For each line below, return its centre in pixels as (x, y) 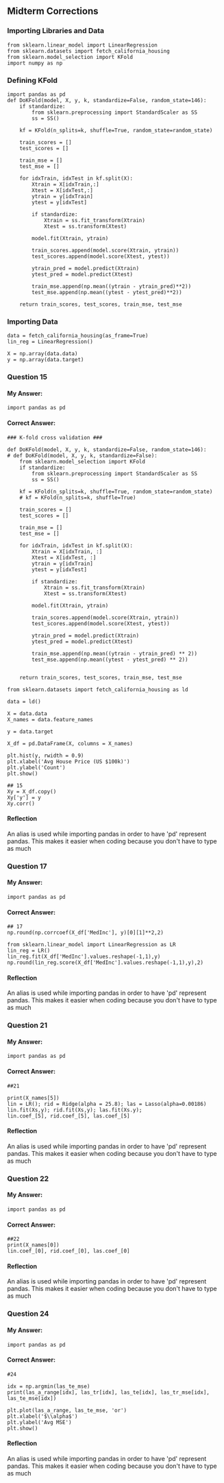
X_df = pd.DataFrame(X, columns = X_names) (70, 743)
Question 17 (27, 866)
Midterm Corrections (53, 11)
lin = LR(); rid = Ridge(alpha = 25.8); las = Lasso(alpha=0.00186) (107, 1104)
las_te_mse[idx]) (32, 1398)
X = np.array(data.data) (42, 354)
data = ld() (24, 701)
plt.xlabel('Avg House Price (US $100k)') (69, 761)
